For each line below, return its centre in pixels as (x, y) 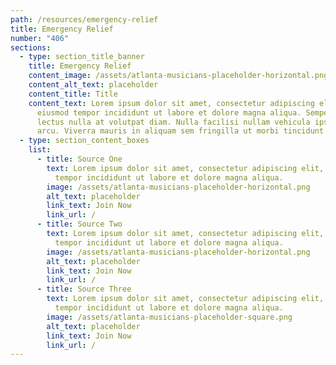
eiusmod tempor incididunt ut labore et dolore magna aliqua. (169, 112)
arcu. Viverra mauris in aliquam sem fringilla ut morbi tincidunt (180, 131)
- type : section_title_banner (82, 57)
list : (40, 150)
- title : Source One (79, 159)
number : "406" (40, 38)
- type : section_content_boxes (84, 141)
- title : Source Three (84, 289)
